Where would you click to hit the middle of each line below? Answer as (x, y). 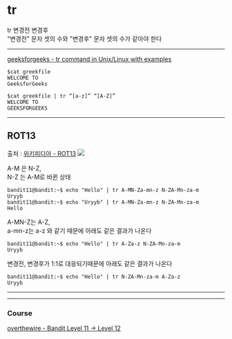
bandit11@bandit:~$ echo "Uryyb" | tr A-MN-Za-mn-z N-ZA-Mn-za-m (103, 202)
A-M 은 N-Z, (24, 168)
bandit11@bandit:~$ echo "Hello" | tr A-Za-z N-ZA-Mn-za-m (94, 244)
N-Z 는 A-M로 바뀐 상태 (39, 177)
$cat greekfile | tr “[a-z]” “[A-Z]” (61, 96)
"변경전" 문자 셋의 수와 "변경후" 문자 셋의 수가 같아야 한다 (85, 38)
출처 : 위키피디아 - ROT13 (42, 153)
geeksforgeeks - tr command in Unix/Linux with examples (89, 59)
